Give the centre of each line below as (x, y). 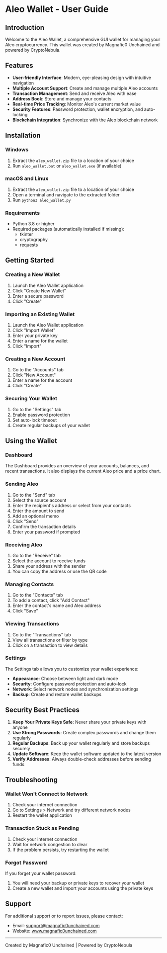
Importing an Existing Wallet (40, 314)
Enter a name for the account (42, 380)
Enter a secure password (38, 296)
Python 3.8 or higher (33, 224)
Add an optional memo (36, 516)
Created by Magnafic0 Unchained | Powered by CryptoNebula (69, 945)
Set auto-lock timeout (35, 420)
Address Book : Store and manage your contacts (62, 98)
